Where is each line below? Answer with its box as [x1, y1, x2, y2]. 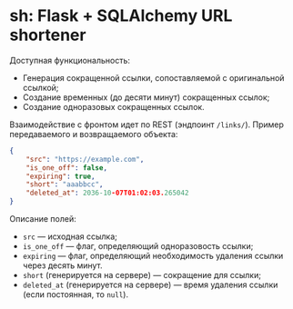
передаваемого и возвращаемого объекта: [9, 128, 178, 139]
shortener [9, 25, 86, 45]
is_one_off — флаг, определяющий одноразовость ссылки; [22, 241, 254, 252]
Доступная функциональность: [9, 55, 130, 65]
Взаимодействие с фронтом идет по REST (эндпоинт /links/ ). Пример [9, 119, 285, 130]
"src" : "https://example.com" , [25, 154, 145, 164]
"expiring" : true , [25, 172, 96, 181]
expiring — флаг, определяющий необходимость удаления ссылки [22, 251, 284, 262]
